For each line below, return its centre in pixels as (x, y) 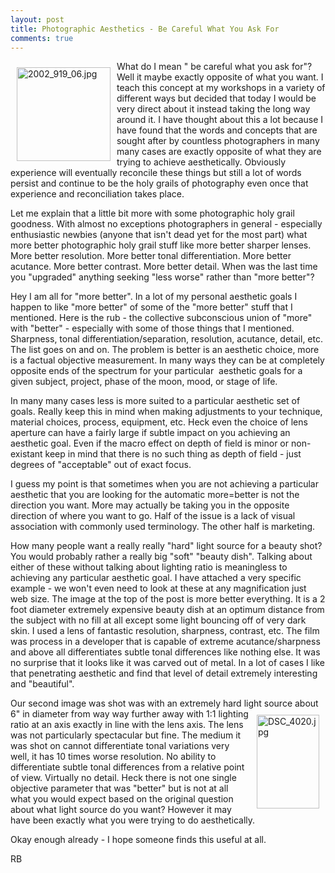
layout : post (37, 19)
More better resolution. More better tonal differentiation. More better (151, 256)
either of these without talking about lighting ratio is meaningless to (149, 567)
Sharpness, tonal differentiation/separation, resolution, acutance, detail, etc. (166, 339)
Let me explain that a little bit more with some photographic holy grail (152, 213)
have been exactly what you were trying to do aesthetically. (133, 820)
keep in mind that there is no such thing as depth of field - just (173, 454)
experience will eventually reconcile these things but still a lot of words (156, 173)
